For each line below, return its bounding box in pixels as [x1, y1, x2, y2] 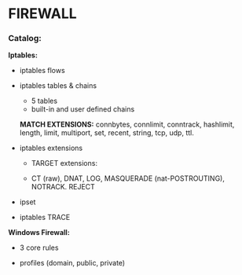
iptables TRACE [19, 213, 71, 222]
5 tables [31, 96, 57, 106]
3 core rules [19, 243, 59, 252]
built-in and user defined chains [31, 104, 135, 114]
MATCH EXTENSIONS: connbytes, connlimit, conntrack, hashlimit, [19, 119, 235, 130]
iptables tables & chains [19, 81, 97, 90]
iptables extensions [19, 143, 83, 153]
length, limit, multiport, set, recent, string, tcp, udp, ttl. [19, 128, 194, 137]
